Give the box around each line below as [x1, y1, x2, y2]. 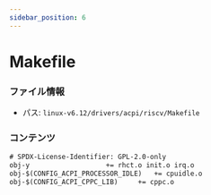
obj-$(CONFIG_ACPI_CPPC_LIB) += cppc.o [9, 178, 175, 187]
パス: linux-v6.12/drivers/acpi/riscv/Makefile [22, 107, 200, 118]
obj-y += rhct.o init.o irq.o [9, 161, 195, 170]
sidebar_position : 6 [9, 13, 87, 22]
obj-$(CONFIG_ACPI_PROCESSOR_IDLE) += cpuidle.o [9, 169, 203, 179]
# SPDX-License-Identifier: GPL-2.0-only [9, 153, 167, 162]
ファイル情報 [9, 85, 66, 97]
